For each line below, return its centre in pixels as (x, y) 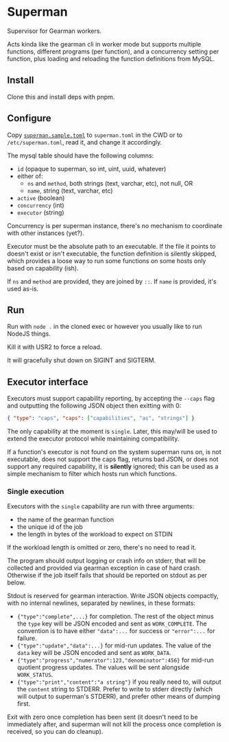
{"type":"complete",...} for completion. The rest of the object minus (115, 617)
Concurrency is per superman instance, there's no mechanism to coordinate (115, 225)
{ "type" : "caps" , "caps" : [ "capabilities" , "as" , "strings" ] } (101, 419)
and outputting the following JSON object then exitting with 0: (94, 406)
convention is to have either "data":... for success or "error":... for (116, 631)
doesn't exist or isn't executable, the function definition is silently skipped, (112, 253)
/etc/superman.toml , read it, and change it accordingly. (85, 142)
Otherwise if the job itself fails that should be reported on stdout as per (107, 576)
